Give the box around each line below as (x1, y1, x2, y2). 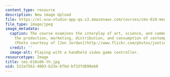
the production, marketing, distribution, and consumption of (14, 36, 148, 41)
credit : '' (10, 45, 33, 50)
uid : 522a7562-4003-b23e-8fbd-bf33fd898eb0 (5, 64, 99, 69)
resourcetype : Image (5, 54, 49, 60)
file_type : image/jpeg (5, 21, 53, 27)
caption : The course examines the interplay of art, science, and (10, 31, 153, 36)
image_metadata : (5, 26, 39, 31)
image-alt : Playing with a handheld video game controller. (10, 50, 139, 55)
